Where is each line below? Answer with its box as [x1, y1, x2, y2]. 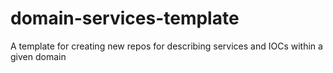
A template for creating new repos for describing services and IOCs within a [10, 40, 323, 52]
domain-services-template [10, 7, 240, 30]
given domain [10, 50, 67, 62]
